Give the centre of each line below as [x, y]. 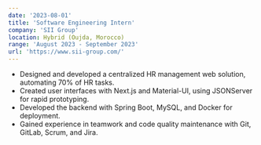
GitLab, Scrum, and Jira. [59, 132]
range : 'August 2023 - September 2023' [74, 45]
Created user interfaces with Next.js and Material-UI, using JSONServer [136, 91]
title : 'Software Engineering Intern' [72, 23]
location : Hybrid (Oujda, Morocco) [66, 37]
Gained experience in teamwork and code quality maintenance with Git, [135, 124]
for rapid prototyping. [54, 99]
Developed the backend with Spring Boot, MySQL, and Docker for [126, 107]
